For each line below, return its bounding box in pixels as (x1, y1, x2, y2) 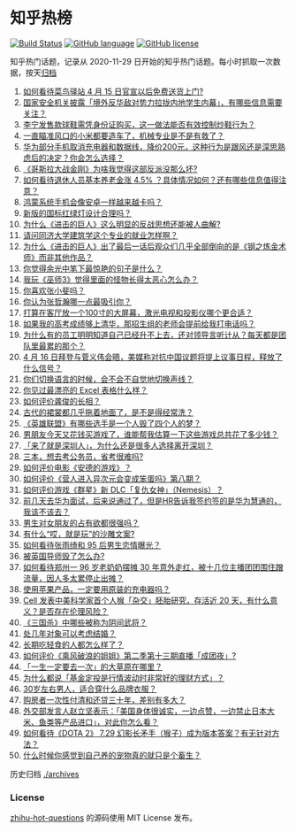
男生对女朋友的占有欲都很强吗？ (22, 517, 140, 528)
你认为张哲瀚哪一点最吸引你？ (22, 296, 132, 306)
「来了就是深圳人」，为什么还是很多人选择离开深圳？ (22, 440, 213, 451)
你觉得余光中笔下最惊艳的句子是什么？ (22, 263, 163, 273)
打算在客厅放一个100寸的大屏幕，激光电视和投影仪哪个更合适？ (22, 307, 254, 318)
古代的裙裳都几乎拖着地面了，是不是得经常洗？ (22, 406, 194, 417)
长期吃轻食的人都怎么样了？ (22, 639, 125, 650)
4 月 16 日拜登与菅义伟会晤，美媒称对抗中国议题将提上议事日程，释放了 (22, 351, 284, 362)
